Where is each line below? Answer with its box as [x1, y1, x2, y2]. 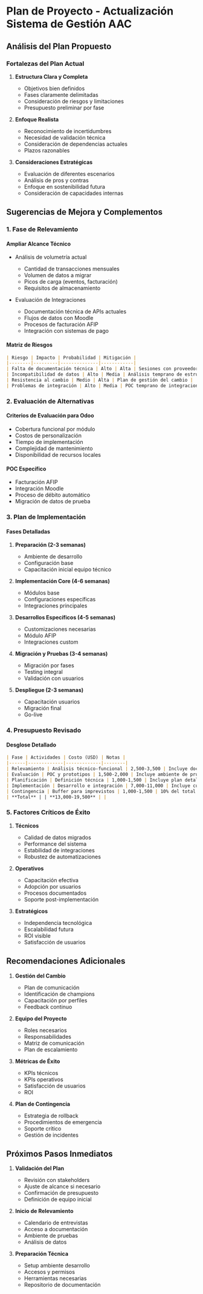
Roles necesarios [24, 1027, 68, 1034]
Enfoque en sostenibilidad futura [24, 183, 106, 190]
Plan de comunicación [24, 984, 80, 991]
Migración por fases [24, 662, 74, 669]
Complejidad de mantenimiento [14, 445, 93, 452]
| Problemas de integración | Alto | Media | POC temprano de [6, 382, 166, 388]
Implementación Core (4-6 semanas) [14, 578, 110, 585]
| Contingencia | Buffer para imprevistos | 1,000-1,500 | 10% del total [6, 788, 196, 794]
